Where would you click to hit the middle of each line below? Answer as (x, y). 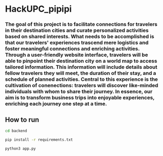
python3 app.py (20, 148)
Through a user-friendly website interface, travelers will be (77, 55)
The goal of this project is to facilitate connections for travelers (81, 24)
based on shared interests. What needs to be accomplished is (80, 37)
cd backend (16, 131)
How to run (22, 120)
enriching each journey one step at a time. (56, 104)
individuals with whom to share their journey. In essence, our (79, 91)
